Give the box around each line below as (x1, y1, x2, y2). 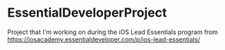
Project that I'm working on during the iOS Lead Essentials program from (7, 28, 219, 36)
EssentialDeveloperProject (7, 5, 167, 21)
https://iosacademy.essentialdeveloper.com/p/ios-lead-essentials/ (7, 35, 200, 43)
